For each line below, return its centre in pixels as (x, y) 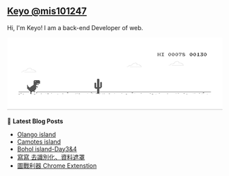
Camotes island (39, 141)
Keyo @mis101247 (47, 11)
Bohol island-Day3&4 (47, 149)
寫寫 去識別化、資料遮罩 (51, 157)
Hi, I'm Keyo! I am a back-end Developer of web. (75, 27)
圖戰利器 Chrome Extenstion (57, 165)
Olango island (36, 134)
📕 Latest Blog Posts (35, 121)
